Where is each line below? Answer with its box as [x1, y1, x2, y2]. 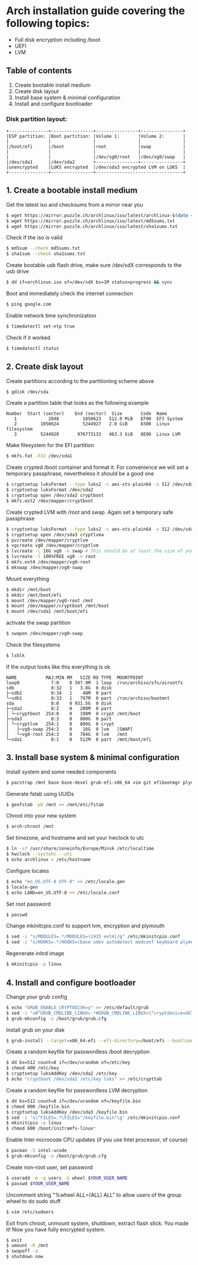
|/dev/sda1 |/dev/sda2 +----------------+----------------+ [6, 159, 186, 166]
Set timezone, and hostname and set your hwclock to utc [6, 834, 144, 841]
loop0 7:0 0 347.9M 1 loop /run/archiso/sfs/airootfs [6, 679, 183, 686]
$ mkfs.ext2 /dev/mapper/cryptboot [6, 498, 94, 504]
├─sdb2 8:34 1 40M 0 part [6, 690, 112, 696]
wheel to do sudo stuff [6, 1197, 61, 1204]
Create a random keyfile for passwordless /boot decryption [6, 1048, 150, 1055]
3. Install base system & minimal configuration [6, 752, 180, 762]
